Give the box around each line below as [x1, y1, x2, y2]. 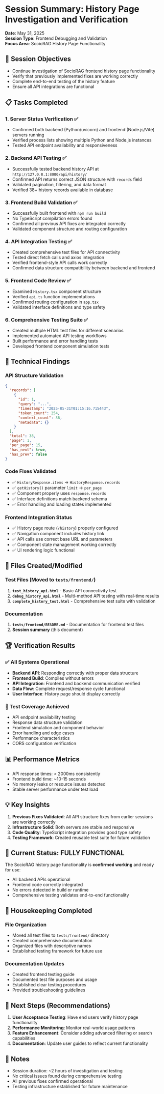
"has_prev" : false [9, 452, 47, 457]
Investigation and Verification [5, 14, 128, 25]
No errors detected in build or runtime [12, 887, 89, 893]
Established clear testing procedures [12, 982, 87, 988]
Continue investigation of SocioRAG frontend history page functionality [12, 68, 156, 74]
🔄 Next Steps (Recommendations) [5, 1001, 111, 1009]
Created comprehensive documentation [12, 938, 93, 944]
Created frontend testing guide [12, 972, 75, 978]
